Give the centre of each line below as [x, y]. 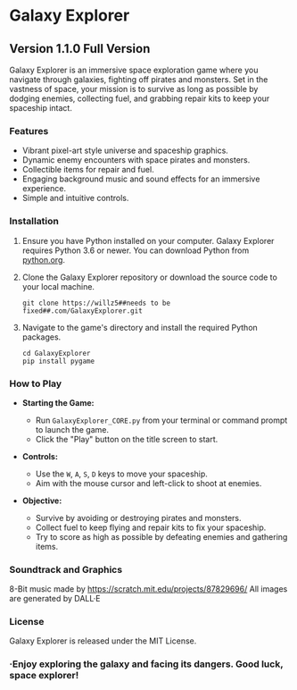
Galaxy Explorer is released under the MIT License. [103, 641]
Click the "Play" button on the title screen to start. [127, 439]
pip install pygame [58, 361]
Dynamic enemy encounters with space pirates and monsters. [136, 160]
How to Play [36, 383]
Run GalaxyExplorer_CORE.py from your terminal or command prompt [161, 420]
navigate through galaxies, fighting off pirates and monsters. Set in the [139, 80]
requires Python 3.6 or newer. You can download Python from [136, 250]
